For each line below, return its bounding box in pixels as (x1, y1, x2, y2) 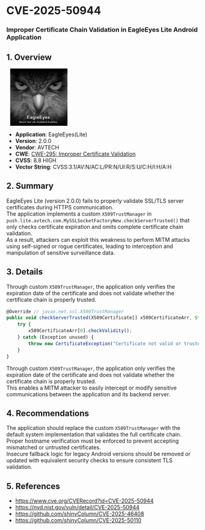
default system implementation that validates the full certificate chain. (6, 431, 182, 438)
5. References (6, 481, 60, 492)
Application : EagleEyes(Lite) (15, 131, 88, 138)
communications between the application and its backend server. (6, 390, 171, 397)
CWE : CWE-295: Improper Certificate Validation (15, 150, 136, 158)
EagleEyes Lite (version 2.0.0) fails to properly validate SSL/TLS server (6, 197, 184, 205)
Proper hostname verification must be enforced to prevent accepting (6, 437, 179, 445)
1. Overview (6, 52, 52, 62)
